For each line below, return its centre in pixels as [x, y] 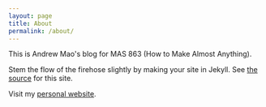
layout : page [30, 16]
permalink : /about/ [41, 31]
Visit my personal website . [52, 94]
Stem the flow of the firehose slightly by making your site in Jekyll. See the [133, 70]
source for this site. [41, 79]
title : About [30, 24]
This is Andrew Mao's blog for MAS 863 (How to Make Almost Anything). [130, 54]
